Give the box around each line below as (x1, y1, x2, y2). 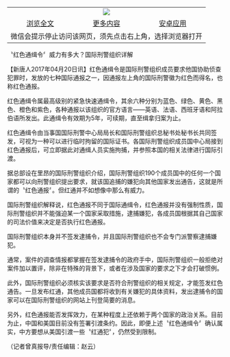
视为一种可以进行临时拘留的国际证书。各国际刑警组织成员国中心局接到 (25, 137, 223, 145)
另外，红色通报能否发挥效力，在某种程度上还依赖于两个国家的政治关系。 (7, 310, 211, 319)
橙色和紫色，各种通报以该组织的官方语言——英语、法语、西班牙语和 (18, 106, 211, 113)
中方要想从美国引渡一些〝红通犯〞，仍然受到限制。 (18, 327, 160, 336)
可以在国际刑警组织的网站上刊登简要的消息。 (12, 296, 139, 304)
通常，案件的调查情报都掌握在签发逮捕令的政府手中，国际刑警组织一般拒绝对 (7, 255, 223, 264)
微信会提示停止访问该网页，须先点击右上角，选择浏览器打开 (10, 32, 203, 41)
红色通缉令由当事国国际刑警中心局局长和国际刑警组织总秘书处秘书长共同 (7, 128, 211, 137)
